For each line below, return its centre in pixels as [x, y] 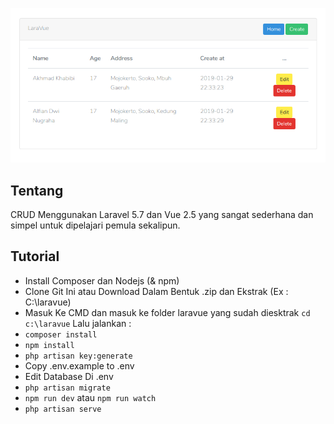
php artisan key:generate [78, 356]
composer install [61, 334]
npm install [49, 345]
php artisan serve [63, 409]
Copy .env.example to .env [79, 365]
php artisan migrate [67, 388]
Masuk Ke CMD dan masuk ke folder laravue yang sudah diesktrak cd [167, 312]
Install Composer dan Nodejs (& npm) [102, 280]
